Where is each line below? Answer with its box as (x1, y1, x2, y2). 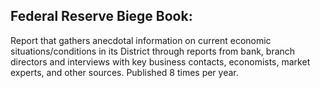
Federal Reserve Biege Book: (10, 8, 193, 25)
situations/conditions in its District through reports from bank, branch (10, 45, 296, 57)
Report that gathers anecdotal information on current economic (10, 34, 272, 46)
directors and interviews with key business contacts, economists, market (10, 55, 311, 68)
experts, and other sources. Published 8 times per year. (10, 66, 239, 78)
